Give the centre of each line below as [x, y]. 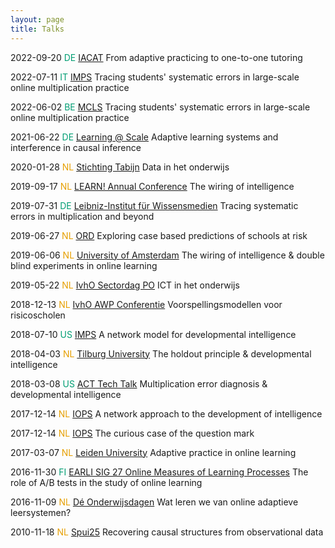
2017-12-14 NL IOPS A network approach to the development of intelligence [166, 413]
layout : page [37, 19]
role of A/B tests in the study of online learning [106, 482]
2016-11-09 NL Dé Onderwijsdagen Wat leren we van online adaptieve [154, 502]
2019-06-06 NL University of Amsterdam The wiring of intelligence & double [167, 255]
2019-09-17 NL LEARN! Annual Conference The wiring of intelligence [152, 186]
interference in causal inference [76, 147]
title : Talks [37, 29]
